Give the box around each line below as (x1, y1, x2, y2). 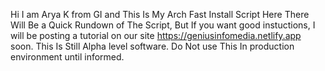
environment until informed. (10, 51, 125, 63)
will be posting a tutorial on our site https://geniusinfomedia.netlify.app (10, 30, 302, 41)
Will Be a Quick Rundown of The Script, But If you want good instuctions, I (10, 19, 316, 31)
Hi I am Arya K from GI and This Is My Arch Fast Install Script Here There (10, 9, 310, 20)
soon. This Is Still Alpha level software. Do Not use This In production (10, 40, 295, 52)
